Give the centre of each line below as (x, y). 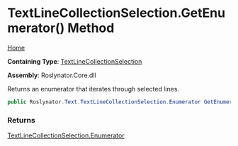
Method (91, 28)
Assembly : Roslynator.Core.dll (52, 75)
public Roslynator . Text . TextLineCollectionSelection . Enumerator (104, 102)
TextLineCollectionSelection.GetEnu (116, 13)
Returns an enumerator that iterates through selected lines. (93, 89)
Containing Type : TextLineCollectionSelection (75, 61)
